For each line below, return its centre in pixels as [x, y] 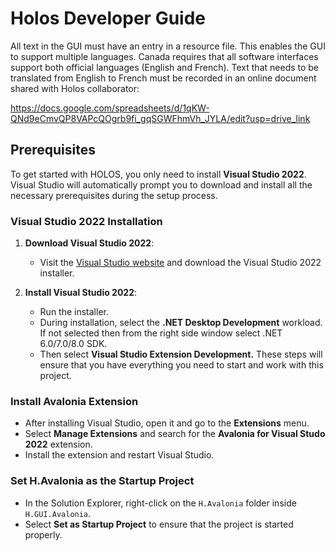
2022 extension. [58, 444]
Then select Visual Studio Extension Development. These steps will [181, 354]
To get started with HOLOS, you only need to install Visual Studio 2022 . [158, 174]
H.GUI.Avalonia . [58, 513]
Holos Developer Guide [108, 18]
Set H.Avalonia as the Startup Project [102, 481]
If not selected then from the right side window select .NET [161, 333]
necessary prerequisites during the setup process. [114, 195]
